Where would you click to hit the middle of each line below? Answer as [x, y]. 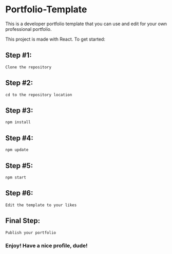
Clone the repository [28, 67]
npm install [18, 122]
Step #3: [19, 110]
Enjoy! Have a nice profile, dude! [47, 245]
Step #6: [19, 193]
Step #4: [19, 138]
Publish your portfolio [31, 232]
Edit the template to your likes [41, 205]
